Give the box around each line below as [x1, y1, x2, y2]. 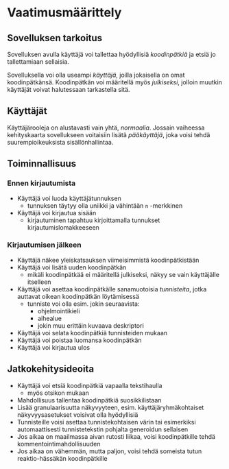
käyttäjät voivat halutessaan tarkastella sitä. [7, 86, 130, 93]
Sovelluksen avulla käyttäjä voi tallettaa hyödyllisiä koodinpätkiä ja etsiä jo [7, 50, 216, 58]
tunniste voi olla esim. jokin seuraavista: [27, 300, 140, 308]
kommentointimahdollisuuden [16, 440, 101, 448]
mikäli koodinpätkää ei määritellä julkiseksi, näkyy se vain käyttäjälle [27, 270, 219, 278]
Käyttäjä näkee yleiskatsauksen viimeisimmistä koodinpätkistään [16, 256, 200, 264]
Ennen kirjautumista [7, 178, 76, 188]
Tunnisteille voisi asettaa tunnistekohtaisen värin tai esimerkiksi [16, 418, 197, 426]
